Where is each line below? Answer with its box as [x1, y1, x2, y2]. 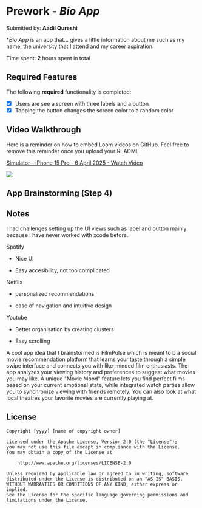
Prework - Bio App [6, 4, 100, 18]
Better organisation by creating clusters [15, 325, 114, 332]
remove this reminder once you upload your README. [6, 147, 141, 154]
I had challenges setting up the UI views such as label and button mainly [6, 225, 187, 232]
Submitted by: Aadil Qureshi [6, 24, 78, 32]
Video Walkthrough [6, 125, 81, 135]
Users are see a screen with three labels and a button [15, 100, 149, 107]
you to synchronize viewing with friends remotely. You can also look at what [6, 388, 196, 395]
